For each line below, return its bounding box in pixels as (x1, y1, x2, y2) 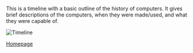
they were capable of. (6, 18, 59, 24)
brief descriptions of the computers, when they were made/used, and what (6, 11, 188, 18)
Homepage (6, 41, 33, 47)
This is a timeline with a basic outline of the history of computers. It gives (6, 5, 183, 12)
